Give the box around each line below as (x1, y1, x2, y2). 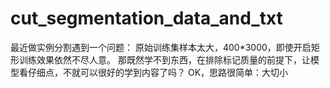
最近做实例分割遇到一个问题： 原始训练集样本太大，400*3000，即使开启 (10, 41, 312, 53)
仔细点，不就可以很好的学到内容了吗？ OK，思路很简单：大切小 (27, 66, 289, 78)
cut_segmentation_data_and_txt (10, 7, 283, 30)
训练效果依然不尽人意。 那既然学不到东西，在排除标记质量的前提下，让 (18, 53, 311, 66)
